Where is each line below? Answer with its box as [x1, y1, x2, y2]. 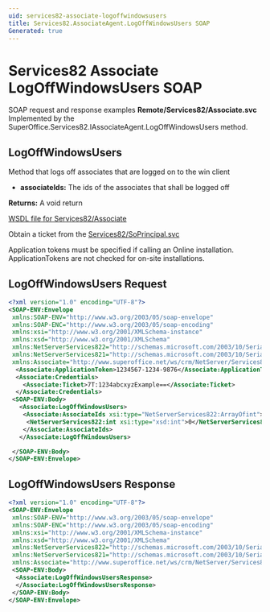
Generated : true [8, 27, 63, 35]
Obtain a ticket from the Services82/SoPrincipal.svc [8, 229, 180, 239]
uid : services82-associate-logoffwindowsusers [8, 11, 167, 20]
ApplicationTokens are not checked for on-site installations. [8, 254, 205, 263]
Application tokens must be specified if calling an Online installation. [8, 245, 235, 254]
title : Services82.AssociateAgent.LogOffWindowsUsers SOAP [8, 19, 211, 27]
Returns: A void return [8, 198, 83, 208]
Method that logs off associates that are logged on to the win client [8, 167, 231, 177]
